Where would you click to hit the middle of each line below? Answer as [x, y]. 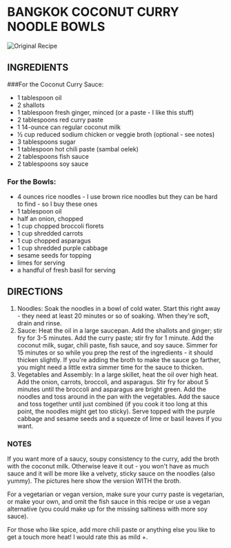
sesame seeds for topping [54, 256]
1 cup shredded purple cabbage [62, 248]
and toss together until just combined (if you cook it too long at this [112, 404]
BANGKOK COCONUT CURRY [93, 12]
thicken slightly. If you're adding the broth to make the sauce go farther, [119, 359]
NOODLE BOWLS [56, 27]
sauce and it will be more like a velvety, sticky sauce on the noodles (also [111, 473]
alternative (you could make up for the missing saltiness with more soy [108, 509]
